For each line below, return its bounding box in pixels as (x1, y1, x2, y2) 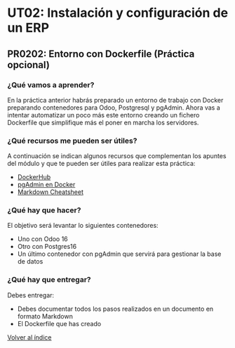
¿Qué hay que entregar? (7, 275, 91, 285)
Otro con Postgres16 (17, 243, 77, 251)
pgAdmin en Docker (17, 181, 76, 189)
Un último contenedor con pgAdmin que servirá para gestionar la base (17, 250, 222, 258)
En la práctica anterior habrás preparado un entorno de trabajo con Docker (7, 96, 224, 104)
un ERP (7, 20, 50, 36)
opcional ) (7, 58, 51, 71)
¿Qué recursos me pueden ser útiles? (7, 136, 137, 146)
